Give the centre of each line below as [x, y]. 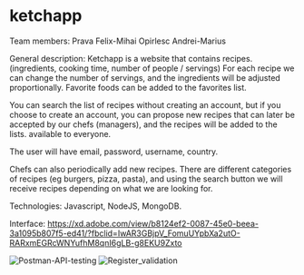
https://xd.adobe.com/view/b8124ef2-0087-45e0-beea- [153, 223]
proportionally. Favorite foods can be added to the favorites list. [128, 87]
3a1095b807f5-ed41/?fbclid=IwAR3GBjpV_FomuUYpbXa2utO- [125, 233]
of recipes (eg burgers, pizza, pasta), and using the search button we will [146, 179]
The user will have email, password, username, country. [114, 152]
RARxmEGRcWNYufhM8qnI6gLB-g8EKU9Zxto [96, 242]
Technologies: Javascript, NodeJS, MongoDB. [96, 206]
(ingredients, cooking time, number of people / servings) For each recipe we [152, 68]
